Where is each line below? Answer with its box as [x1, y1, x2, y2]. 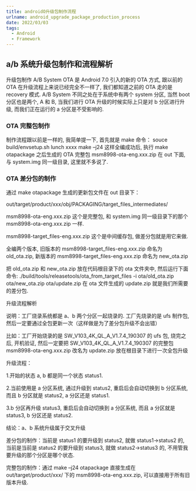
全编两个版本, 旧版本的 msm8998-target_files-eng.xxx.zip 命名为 [6, 245, 163, 252]
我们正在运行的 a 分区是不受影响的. [19, 106, 104, 113]
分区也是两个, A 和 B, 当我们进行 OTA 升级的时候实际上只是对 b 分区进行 [6, 98, 180, 105]
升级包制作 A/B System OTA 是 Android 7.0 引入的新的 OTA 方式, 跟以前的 [6, 76, 183, 83]
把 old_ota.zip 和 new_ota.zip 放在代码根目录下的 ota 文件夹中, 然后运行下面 [6, 265, 189, 272]
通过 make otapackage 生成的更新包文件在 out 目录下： [6, 189, 140, 196]
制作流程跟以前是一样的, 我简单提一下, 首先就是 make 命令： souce [6, 136, 168, 143]
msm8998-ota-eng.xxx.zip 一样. [6, 220, 85, 228]
